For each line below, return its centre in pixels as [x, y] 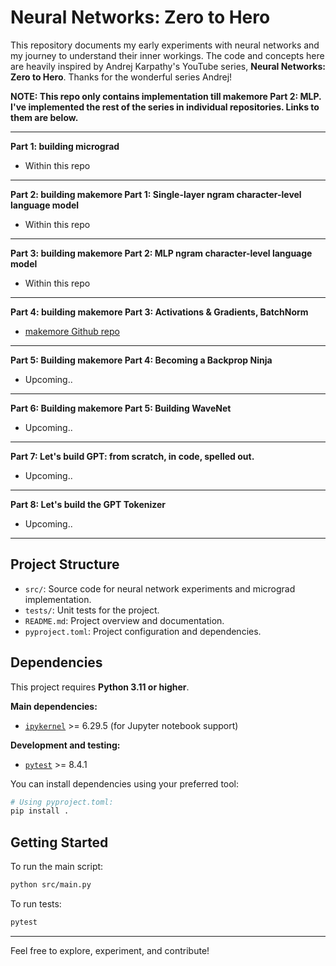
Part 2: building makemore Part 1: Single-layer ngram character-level [156, 194]
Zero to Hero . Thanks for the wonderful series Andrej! [121, 77]
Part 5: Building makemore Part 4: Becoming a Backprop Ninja [141, 360]
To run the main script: [57, 867]
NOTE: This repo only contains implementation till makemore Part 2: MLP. [166, 96]
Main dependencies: [54, 706]
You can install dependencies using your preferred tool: [125, 783]
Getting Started [59, 842]
